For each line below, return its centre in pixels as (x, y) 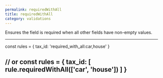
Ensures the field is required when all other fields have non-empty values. (79, 33)
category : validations (28, 19)
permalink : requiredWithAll (33, 10)
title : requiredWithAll (29, 14)
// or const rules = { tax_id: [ (48, 62)
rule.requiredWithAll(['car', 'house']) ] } (66, 69)
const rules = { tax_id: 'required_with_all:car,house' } (57, 46)
